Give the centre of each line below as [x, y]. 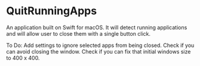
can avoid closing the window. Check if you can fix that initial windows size [99, 51]
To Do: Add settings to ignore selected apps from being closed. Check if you [100, 45]
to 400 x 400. [23, 58]
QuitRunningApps [52, 11]
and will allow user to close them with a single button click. [79, 33]
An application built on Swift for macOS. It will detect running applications [97, 27]
